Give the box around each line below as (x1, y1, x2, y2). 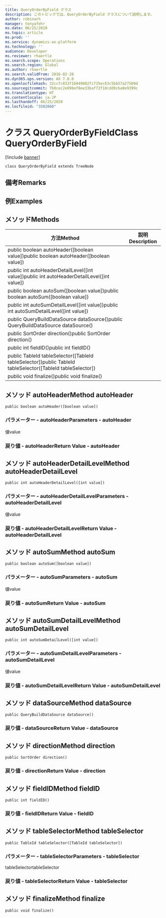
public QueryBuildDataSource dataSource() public (7, 315, 123, 322)
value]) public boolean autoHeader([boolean (7, 252, 110, 259)
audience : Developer (5, 49, 48, 54)
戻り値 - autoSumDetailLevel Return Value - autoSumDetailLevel (5, 682, 161, 689)
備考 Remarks (5, 179, 46, 187)
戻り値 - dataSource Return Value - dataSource (5, 725, 119, 732)
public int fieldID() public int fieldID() (7, 344, 91, 351)
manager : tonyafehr (5, 21, 45, 26)
